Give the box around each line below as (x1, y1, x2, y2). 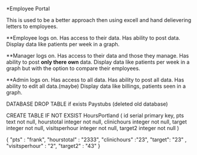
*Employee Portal (6, 5, 50, 12)
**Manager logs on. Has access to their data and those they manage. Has (6, 52, 189, 59)
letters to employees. (6, 23, 58, 30)
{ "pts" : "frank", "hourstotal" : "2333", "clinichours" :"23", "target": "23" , (6, 136, 187, 143)
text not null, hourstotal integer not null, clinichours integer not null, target (6, 118, 187, 125)
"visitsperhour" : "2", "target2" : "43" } (6, 143, 100, 149)
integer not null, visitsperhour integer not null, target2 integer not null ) (6, 125, 179, 131)
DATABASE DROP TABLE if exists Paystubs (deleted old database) (6, 100, 168, 107)
